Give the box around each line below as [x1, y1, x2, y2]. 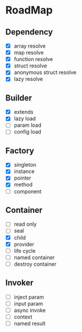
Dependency [5, 27, 53, 37]
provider [13, 240, 34, 248]
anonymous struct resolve [13, 69, 77, 76]
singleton [13, 161, 37, 168]
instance [13, 168, 35, 175]
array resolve [13, 42, 46, 49]
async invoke [13, 306, 46, 314]
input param [13, 300, 43, 307]
